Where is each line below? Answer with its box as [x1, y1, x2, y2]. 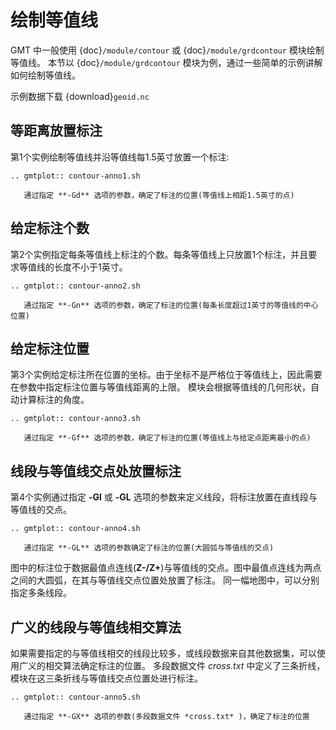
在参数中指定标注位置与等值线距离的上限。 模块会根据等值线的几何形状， [10, 381, 311, 393]
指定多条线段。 [10, 587, 72, 599]
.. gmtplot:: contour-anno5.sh [10, 692, 141, 702]
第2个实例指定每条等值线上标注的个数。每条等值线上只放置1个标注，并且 [10, 248, 309, 260]
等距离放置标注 [10, 122, 103, 140]
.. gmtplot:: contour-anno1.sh [10, 171, 141, 181]
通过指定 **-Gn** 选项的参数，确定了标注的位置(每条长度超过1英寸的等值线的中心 [23, 300, 319, 310]
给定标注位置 [10, 340, 90, 357]
